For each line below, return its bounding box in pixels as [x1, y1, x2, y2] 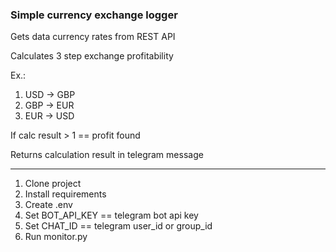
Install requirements [24, 188, 107, 200]
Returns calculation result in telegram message [10, 149, 204, 161]
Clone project [24, 178, 82, 190]
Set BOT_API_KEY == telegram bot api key [24, 209, 199, 222]
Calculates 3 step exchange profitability [10, 50, 174, 62]
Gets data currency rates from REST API [10, 31, 176, 43]
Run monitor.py [24, 231, 88, 243]
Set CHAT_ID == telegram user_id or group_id [24, 220, 213, 232]
